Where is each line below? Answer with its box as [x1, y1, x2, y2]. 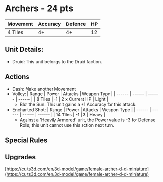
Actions [5, 73, 29, 81]
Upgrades [5, 153, 36, 161]
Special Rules [5, 136, 48, 144]
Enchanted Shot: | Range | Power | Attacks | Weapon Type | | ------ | [12, 106, 151, 113]
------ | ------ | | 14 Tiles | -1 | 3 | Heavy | [22, 112, 106, 117]
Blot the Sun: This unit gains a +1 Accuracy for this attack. [19, 101, 136, 107]
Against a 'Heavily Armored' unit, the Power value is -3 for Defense [19, 117, 156, 123]
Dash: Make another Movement [12, 86, 76, 91]
